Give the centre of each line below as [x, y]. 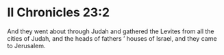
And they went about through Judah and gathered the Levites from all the [111, 31]
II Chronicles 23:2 [59, 13]
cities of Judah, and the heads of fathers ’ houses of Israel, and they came [112, 38]
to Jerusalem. [26, 45]
